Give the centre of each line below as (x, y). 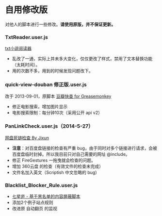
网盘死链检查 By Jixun (27, 138)
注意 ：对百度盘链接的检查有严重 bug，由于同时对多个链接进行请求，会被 (85, 148)
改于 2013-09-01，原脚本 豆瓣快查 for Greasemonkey (58, 96)
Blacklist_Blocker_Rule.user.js (41, 185)
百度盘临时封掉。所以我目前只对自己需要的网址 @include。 (71, 154)
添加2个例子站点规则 (32, 202)
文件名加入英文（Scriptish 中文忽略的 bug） (56, 172)
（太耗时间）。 (26, 65)
